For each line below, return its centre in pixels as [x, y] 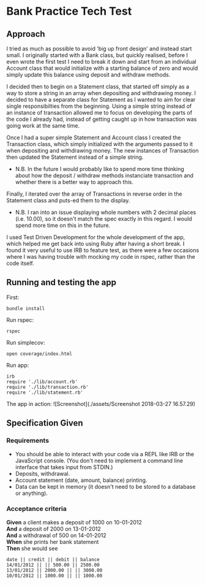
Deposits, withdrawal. [43, 473]
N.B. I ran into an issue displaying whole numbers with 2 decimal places [106, 212]
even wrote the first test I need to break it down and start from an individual [102, 62]
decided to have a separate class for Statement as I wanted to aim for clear [101, 100]
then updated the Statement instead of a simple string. [75, 157]
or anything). [31, 493]
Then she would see [32, 548]
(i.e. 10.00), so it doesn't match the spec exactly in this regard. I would [104, 219]
